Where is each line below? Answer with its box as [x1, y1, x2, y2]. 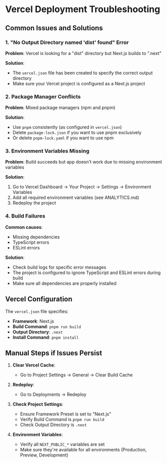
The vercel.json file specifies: [5, 308, 69, 314]
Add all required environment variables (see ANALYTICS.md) [12, 194, 140, 200]
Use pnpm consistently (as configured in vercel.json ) [12, 124, 122, 130]
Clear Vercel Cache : [12, 362, 55, 368]
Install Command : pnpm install [12, 334, 79, 340]
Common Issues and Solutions [5, 24, 103, 32]
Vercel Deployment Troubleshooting [5, 4, 160, 15]
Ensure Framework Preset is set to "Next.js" [20, 411, 112, 417]
